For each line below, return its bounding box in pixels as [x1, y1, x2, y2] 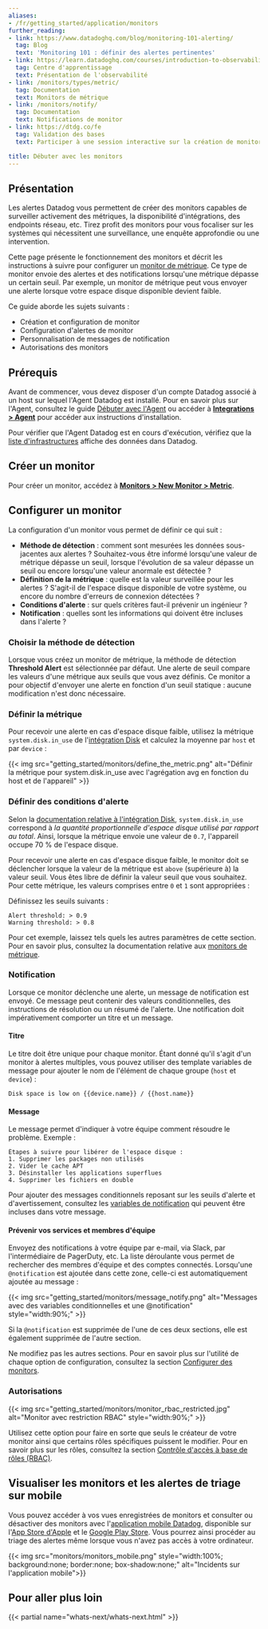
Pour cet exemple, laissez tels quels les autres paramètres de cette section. [8, 932, 257, 942]
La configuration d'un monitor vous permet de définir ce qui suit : [8, 524, 223, 535]
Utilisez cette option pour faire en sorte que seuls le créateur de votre [8, 1428, 237, 1437]
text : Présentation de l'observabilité [15, 71, 148, 79]
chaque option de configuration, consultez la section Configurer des [8, 1358, 233, 1367]
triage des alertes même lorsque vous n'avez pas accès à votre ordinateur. [8, 1536, 254, 1545]
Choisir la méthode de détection [8, 636, 136, 647]
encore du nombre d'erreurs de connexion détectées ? [19, 591, 200, 601]
